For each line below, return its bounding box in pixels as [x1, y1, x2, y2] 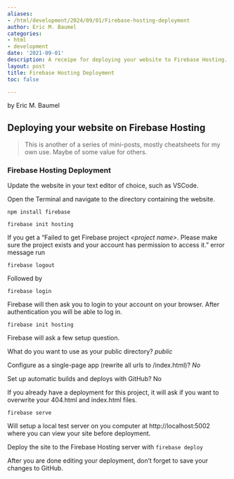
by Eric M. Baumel [7, 101, 60, 110]
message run [7, 248, 46, 257]
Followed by [7, 274, 43, 282]
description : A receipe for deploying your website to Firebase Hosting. [7, 56, 228, 63]
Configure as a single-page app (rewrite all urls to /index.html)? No [7, 361, 201, 370]
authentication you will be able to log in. [7, 308, 123, 316]
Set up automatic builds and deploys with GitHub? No [7, 375, 162, 383]
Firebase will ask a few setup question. [7, 334, 120, 342]
